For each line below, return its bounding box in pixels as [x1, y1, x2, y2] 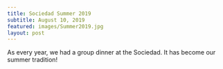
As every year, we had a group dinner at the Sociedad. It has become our [7, 48, 216, 57]
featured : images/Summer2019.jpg [7, 23, 104, 30]
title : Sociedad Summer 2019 [7, 10, 91, 17]
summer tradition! [7, 56, 57, 64]
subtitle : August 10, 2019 [7, 17, 85, 23]
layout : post [7, 29, 45, 37]
